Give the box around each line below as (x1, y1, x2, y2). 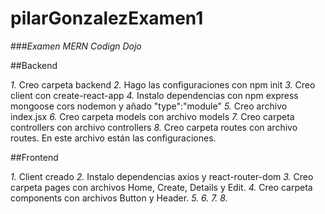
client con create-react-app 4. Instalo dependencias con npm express (10, 89, 299, 101)
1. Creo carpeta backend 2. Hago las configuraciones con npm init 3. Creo (10, 78, 316, 91)
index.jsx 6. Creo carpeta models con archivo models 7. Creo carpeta (10, 110, 295, 122)
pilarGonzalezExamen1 (10, 7, 204, 30)
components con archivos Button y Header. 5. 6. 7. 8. (10, 192, 228, 204)
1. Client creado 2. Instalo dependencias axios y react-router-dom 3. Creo (10, 170, 314, 182)
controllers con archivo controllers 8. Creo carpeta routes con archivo (10, 121, 298, 133)
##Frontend (10, 151, 59, 163)
